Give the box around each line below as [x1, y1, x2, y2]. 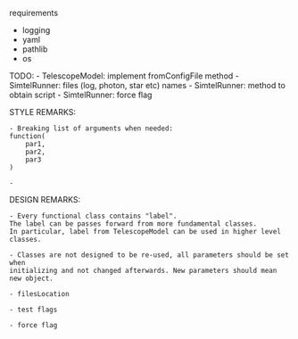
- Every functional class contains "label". [9, 211, 178, 220]
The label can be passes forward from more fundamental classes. [9, 219, 257, 228]
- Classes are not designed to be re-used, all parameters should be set [9, 251, 290, 260]
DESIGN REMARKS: [9, 194, 81, 204]
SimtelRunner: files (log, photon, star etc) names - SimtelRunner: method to [9, 80, 286, 90]
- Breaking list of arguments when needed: [9, 124, 174, 133]
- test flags [9, 305, 58, 314]
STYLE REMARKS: [9, 107, 77, 117]
